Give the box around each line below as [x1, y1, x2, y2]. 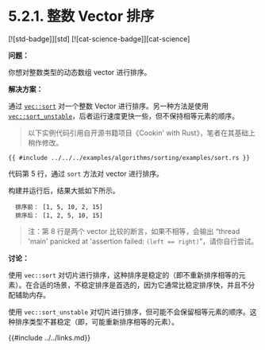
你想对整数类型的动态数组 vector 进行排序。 [8, 67, 152, 76]
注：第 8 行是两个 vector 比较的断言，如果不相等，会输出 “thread [27, 226, 240, 235]
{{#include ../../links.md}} [8, 332, 91, 342]
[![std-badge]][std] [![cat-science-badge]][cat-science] [8, 33, 190, 44]
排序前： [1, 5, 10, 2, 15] [15, 203, 103, 211]
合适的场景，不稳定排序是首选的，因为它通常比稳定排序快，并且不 [32, 280, 248, 290]
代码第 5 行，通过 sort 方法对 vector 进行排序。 [8, 169, 164, 178]
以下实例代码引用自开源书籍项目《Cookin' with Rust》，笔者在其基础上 [27, 128, 256, 138]
